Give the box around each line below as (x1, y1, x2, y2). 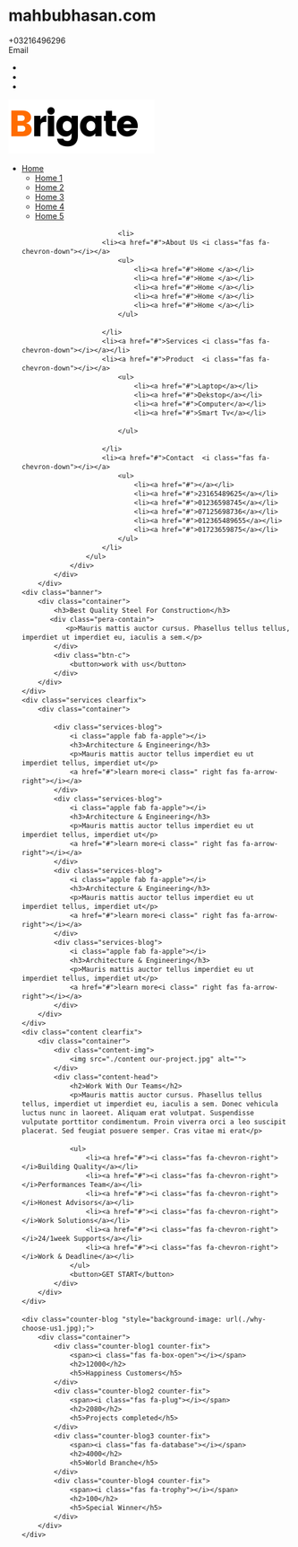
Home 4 (34, 201, 64, 212)
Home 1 (34, 172, 64, 183)
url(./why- (226, 1315, 267, 1324)
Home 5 (34, 210, 64, 221)
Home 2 (34, 181, 64, 193)
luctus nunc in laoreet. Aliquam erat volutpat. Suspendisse (21, 1108, 255, 1117)
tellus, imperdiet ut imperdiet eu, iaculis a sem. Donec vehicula (21, 1099, 278, 1108)
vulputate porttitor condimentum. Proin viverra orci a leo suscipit (21, 1117, 287, 1126)
